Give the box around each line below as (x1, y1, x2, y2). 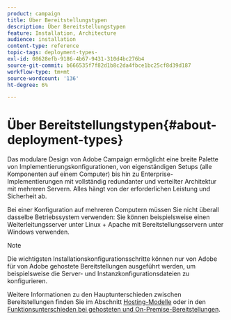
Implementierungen (7, 177, 63, 186)
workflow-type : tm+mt (7, 68, 70, 75)
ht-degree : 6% (7, 81, 49, 88)
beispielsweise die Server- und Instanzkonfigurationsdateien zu (7, 269, 190, 278)
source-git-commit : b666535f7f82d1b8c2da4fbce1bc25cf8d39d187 (7, 62, 191, 69)
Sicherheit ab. (7, 192, 47, 200)
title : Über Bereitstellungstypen (7, 17, 108, 24)
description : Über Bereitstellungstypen (7, 23, 127, 30)
